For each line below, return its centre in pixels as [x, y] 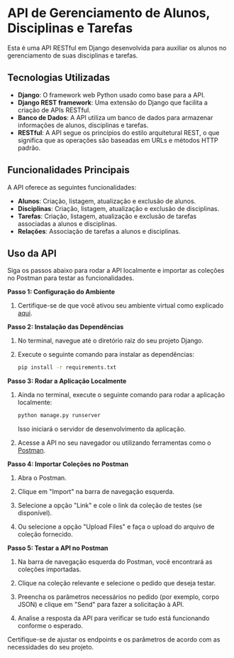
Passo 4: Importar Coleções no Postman [68, 464]
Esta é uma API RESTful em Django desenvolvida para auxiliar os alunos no [117, 48]
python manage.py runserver [59, 416]
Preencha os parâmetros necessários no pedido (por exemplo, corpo [118, 597]
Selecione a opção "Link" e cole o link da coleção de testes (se [110, 505]
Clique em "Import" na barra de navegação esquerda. [96, 492]
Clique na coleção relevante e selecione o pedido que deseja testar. [117, 583]
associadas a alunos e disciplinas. [67, 223]
